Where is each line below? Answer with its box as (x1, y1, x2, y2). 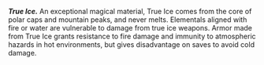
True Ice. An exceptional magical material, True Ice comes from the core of (8, 7, 252, 16)
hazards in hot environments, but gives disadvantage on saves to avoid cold (8, 40, 255, 49)
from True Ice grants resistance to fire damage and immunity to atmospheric (8, 31, 256, 41)
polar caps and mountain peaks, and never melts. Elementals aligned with (8, 15, 247, 24)
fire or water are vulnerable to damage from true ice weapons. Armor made (8, 23, 252, 32)
